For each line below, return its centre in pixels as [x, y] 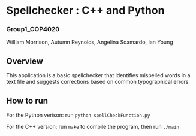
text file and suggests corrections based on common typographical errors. [98, 82]
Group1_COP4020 [33, 29]
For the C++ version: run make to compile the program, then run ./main [93, 127]
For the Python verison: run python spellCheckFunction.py [78, 115]
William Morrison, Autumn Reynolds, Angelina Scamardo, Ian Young [90, 42]
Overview [25, 61]
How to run [27, 100]
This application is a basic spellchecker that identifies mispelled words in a [98, 75]
